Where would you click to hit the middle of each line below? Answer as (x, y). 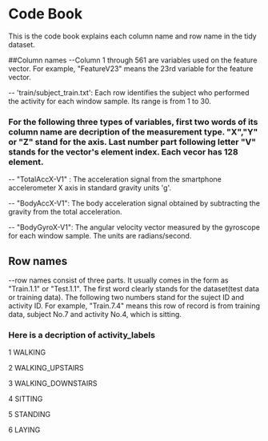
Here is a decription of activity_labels (82, 335)
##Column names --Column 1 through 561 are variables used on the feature (133, 60)
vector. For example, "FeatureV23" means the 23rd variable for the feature (131, 68)
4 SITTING (26, 399)
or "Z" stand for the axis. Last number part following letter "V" (132, 142)
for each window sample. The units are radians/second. (100, 236)
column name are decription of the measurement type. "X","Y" (133, 131)
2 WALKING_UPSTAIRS (46, 368)
